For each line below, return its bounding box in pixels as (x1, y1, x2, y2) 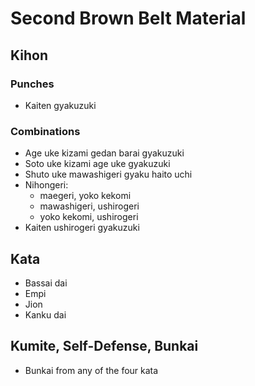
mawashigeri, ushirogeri (39, 200, 140, 212)
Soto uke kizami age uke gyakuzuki (24, 158, 171, 170)
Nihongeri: (24, 179, 69, 191)
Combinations (10, 124, 81, 138)
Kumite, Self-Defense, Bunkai (10, 338, 199, 355)
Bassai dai (24, 277, 68, 289)
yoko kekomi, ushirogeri (39, 211, 139, 223)
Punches (10, 77, 55, 91)
